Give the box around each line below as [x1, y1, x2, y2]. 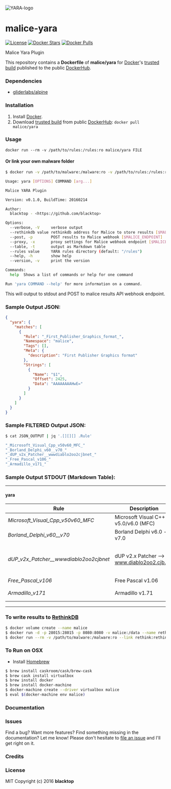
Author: [5, 207, 22, 212]
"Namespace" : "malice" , [23, 339, 74, 344]
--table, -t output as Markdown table [10, 244, 106, 249]
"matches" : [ [14, 324, 42, 329]
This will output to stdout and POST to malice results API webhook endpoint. [5, 291, 165, 297]
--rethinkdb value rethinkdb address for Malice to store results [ [10, 230, 158, 235]
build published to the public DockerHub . [5, 64, 92, 71]
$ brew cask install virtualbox [5, 673, 74, 678]
